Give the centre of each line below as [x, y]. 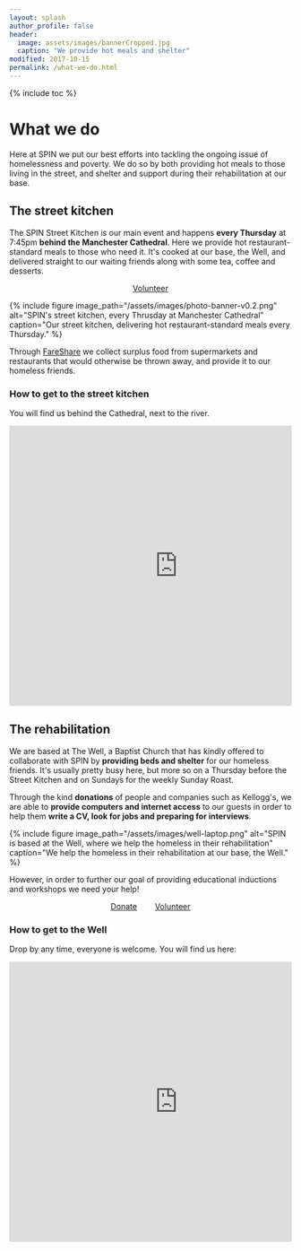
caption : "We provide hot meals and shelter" [104, 51]
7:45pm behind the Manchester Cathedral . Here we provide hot [128, 242]
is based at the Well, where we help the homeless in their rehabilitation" [141, 843]
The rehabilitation [60, 730]
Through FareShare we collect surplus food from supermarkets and [133, 352]
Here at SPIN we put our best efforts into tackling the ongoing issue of [139, 154]
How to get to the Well [58, 929]
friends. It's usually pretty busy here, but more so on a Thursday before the [148, 770]
